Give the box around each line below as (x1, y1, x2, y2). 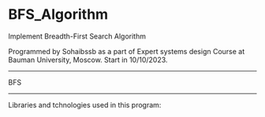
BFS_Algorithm (8, 5, 109, 24)
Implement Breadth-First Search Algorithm (8, 31, 146, 41)
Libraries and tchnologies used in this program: (8, 100, 162, 109)
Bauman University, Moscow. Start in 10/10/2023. (8, 55, 168, 64)
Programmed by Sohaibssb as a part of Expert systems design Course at (8, 46, 245, 56)
